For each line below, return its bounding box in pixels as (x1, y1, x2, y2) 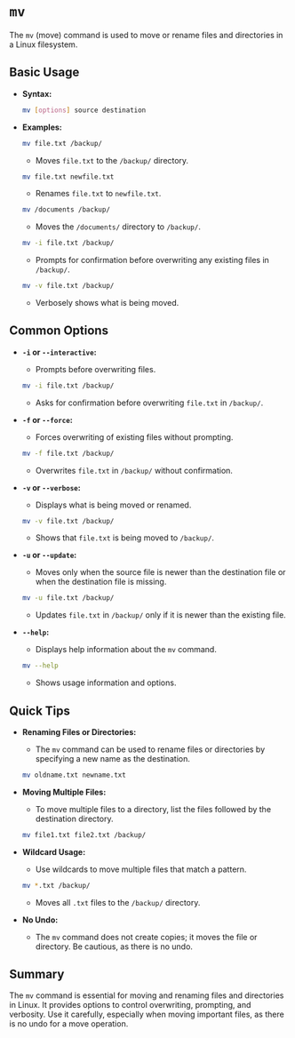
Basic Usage (9, 65, 80, 80)
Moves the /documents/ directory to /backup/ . (35, 221, 202, 232)
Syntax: (21, 88, 52, 99)
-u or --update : (21, 550, 77, 561)
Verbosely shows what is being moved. (35, 298, 179, 307)
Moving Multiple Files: (21, 786, 107, 797)
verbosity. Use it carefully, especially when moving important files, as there (9, 1009, 284, 1020)
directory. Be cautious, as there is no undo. (35, 941, 194, 952)
